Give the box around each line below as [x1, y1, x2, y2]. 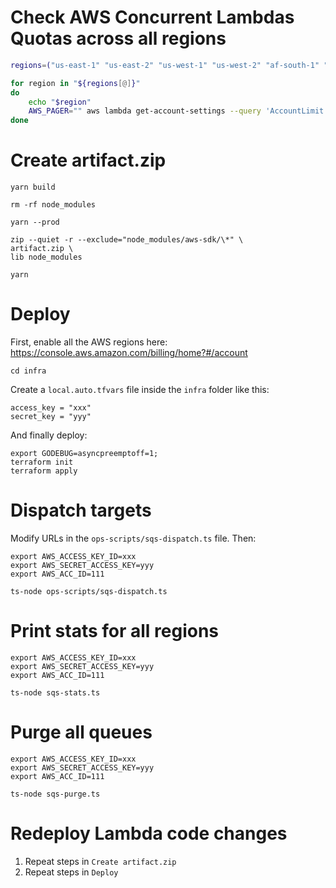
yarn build [10, 182, 56, 193]
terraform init [10, 457, 74, 468]
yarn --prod [10, 217, 60, 228]
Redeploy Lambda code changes [10, 822, 288, 845]
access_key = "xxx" [10, 403, 92, 413]
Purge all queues [10, 721, 153, 744]
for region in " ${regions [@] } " [10, 78, 141, 88]
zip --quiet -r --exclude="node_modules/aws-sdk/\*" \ [10, 235, 244, 245]
